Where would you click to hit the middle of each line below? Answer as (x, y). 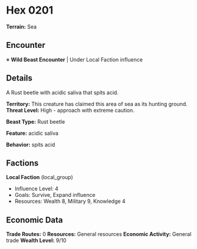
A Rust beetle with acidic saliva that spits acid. (63, 92)
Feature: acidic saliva (32, 133)
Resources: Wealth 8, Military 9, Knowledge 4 (70, 201)
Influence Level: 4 (37, 189)
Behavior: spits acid (31, 144)
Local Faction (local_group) (40, 177)
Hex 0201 (30, 10)
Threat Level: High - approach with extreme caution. (70, 110)
